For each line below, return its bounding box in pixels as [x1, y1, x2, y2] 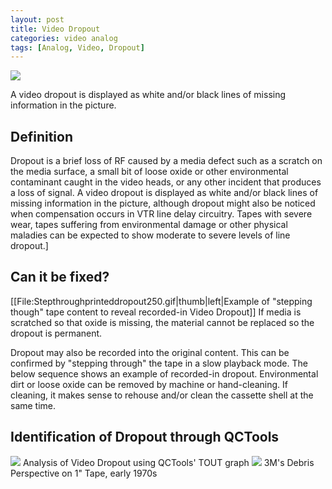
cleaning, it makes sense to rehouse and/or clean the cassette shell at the [10, 389, 314, 401]
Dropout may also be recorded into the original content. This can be [10, 346, 290, 358]
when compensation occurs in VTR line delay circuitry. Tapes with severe [10, 208, 313, 220]
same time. [10, 399, 57, 411]
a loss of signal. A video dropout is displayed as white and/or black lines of [10, 187, 319, 199]
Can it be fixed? [10, 269, 110, 286]
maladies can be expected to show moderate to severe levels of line [10, 229, 291, 241]
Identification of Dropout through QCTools [10, 429, 280, 446]
